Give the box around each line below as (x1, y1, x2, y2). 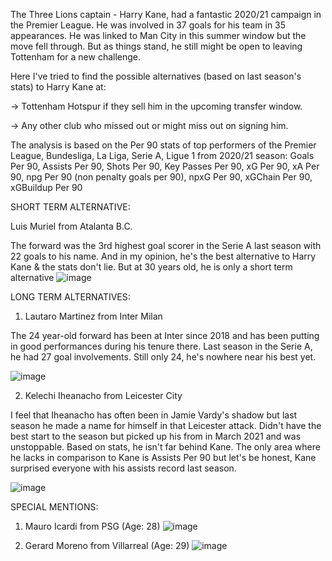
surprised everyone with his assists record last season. (10, 462, 237, 474)
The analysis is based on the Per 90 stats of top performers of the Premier (10, 139, 317, 151)
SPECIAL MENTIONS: (10, 501, 99, 513)
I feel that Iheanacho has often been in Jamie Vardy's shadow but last (10, 409, 298, 421)
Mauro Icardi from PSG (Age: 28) (24, 520, 161, 532)
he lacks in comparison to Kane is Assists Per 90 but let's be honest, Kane (10, 452, 317, 463)
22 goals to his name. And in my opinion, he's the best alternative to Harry (10, 250, 317, 262)
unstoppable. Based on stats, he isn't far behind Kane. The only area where (10, 441, 321, 453)
